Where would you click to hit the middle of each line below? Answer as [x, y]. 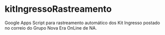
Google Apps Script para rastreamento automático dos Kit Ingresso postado [82, 23]
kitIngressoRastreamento [58, 9]
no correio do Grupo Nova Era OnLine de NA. [51, 28]
